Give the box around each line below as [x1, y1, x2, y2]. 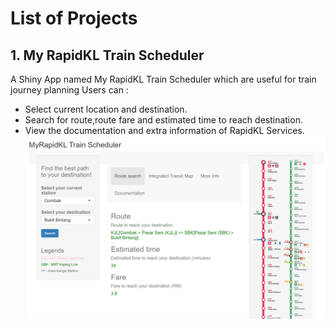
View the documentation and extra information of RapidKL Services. [24, 125, 305, 136]
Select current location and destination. [24, 103, 188, 115]
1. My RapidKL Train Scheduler [10, 47, 205, 64]
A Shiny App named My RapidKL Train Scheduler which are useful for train [10, 73, 317, 85]
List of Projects [10, 7, 138, 30]
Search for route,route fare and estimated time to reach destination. [24, 114, 303, 126]
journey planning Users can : [10, 84, 129, 96]
